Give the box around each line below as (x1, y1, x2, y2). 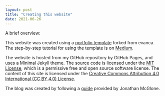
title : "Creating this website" (5, 12, 72, 17)
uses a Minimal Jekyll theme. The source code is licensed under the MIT (5, 60, 154, 66)
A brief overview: (5, 30, 41, 36)
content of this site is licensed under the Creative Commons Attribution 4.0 (5, 71, 159, 77)
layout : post (5, 7, 32, 12)
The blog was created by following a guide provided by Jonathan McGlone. (5, 86, 160, 92)
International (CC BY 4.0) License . (5, 76, 75, 82)
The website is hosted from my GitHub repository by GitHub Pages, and (5, 55, 153, 61)
